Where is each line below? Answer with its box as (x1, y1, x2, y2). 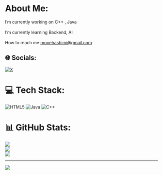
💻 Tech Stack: (5, 85, 65, 95)
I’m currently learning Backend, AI (5, 29, 73, 35)
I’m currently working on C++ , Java (5, 19, 77, 25)
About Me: (5, 3, 49, 14)
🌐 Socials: (5, 54, 37, 62)
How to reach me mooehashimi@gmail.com (5, 39, 92, 45)
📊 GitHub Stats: (5, 122, 71, 133)
